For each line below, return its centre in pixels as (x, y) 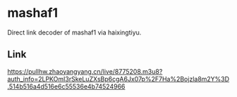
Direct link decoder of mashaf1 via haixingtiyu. (74, 32)
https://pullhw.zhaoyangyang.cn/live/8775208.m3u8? (85, 71)
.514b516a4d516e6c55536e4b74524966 (66, 86)
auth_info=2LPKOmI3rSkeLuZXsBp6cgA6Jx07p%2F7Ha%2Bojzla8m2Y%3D (119, 79)
